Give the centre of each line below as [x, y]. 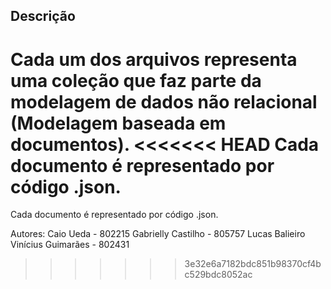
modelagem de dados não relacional [164, 101]
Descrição [43, 16]
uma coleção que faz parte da [136, 80]
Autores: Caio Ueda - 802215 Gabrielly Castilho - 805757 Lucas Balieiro [158, 234]
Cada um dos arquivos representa [154, 59]
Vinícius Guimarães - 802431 [70, 245]
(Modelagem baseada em [118, 123]
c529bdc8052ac [218, 275]
